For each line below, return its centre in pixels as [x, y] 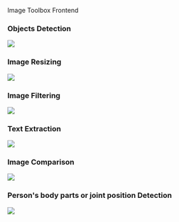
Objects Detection [39, 28]
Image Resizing [34, 62]
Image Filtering [34, 95]
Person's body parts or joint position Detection [90, 196]
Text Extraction [34, 128]
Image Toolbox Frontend [43, 10]
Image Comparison [41, 162]
